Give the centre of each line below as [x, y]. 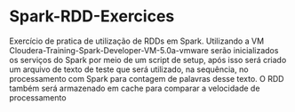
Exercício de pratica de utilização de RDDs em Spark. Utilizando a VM [137, 41]
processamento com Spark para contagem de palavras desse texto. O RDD [147, 78]
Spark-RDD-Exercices [92, 16]
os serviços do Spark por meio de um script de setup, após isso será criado [148, 60]
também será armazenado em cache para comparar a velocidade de [135, 88]
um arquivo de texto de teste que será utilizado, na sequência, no [129, 69]
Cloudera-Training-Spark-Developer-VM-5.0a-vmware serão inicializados [144, 50]
